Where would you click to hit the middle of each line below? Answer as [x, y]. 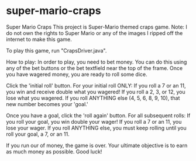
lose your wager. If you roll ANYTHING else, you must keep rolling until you [96, 128]
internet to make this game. [39, 39]
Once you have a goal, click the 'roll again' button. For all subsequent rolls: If [98, 116]
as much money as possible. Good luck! [54, 151]
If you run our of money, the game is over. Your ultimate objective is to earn [97, 145]
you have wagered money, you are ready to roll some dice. [77, 74]
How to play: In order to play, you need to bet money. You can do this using [97, 62]
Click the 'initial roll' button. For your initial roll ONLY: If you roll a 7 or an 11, [96, 85]
